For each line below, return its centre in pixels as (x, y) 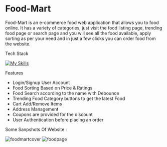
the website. (18, 43)
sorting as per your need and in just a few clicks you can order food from (80, 38)
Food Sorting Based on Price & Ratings (52, 87)
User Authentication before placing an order (58, 119)
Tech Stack (17, 53)
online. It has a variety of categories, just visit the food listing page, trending (84, 27)
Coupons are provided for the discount (52, 114)
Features (14, 72)
